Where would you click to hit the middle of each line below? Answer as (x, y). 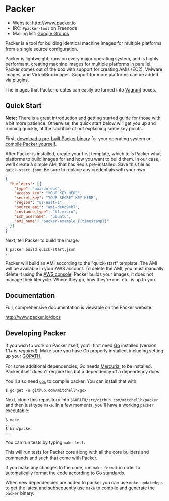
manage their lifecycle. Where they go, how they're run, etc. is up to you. (81, 280)
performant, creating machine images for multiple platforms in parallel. (79, 64)
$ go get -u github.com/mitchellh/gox (46, 390)
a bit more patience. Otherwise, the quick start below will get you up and (81, 123)
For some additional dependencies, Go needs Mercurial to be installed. (79, 366)
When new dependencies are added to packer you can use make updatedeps (84, 482)
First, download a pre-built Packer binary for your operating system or (78, 138)
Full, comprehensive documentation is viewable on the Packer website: (79, 308)
